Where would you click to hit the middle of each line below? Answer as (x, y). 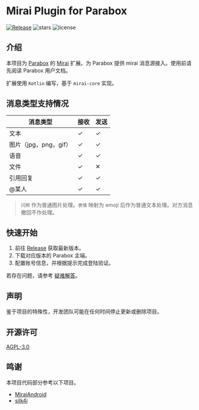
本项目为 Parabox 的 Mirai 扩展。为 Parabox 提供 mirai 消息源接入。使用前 (96, 63)
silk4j (21, 400)
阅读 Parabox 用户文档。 (41, 70)
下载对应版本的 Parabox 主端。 (52, 256)
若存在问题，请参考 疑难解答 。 (43, 276)
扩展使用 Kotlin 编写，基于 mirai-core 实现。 (62, 83)
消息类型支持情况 (37, 104)
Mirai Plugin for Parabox (67, 11)
